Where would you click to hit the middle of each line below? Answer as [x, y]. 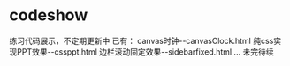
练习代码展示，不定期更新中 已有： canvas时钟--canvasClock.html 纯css [141, 40]
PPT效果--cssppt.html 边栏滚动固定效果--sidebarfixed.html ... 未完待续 [145, 51]
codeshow [49, 15]
